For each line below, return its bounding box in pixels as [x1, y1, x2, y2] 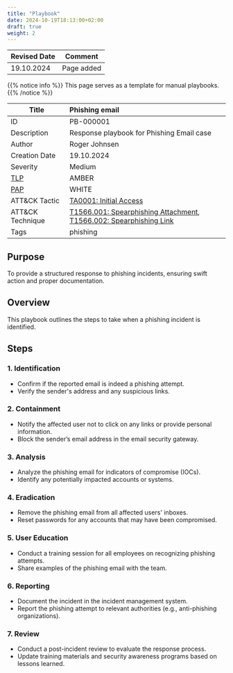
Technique [10, 216, 45, 226]
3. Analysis [7, 452, 46, 462]
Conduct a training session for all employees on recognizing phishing [17, 549, 215, 557]
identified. [7, 323, 36, 331]
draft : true [7, 23, 42, 30]
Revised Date [10, 51, 55, 61]
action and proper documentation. [7, 277, 105, 285]
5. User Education [7, 533, 69, 543]
